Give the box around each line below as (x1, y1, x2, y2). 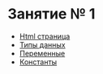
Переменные (19, 48, 66, 58)
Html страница (19, 31, 71, 41)
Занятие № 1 (7, 5, 96, 23)
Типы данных (19, 39, 66, 49)
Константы (19, 57, 58, 67)
